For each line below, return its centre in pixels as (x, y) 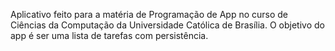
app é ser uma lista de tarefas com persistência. (109, 35)
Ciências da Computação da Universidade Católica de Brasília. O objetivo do (167, 25)
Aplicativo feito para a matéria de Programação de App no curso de (149, 14)
